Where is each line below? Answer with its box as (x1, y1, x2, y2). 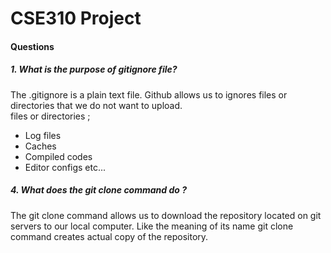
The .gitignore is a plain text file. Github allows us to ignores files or (10, 88, 288, 101)
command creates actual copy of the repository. (10, 230, 209, 242)
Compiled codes (24, 150, 93, 162)
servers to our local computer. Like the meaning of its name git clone (10, 220, 294, 232)
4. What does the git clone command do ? (10, 184, 188, 196)
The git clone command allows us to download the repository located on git (10, 209, 322, 221)
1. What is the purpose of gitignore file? (10, 63, 178, 76)
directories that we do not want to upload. (10, 99, 183, 111)
